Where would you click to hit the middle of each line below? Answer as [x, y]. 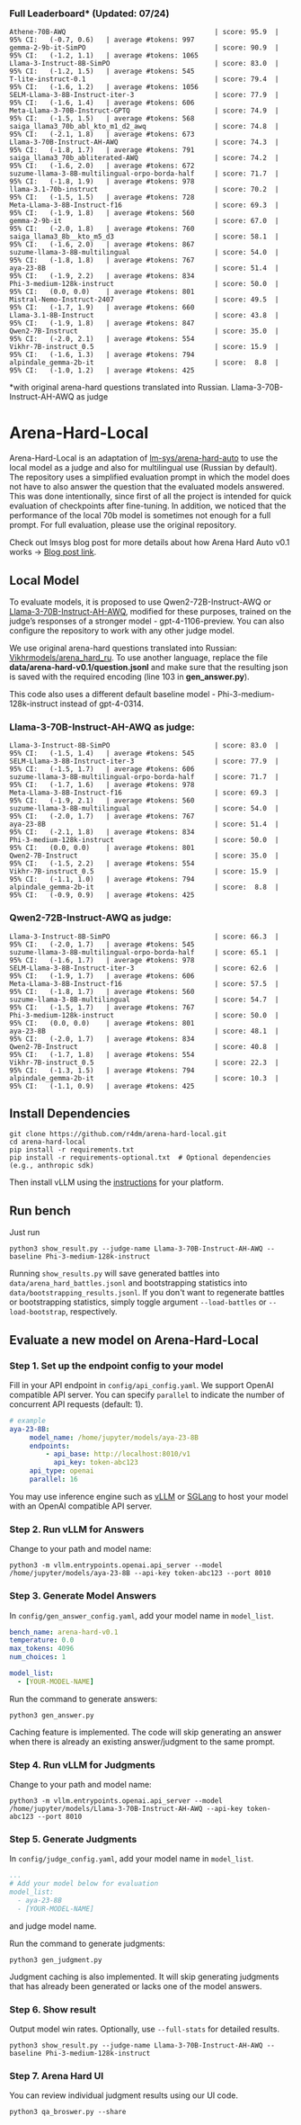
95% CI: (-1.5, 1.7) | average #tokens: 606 [102, 769]
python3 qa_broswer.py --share [68, 2112]
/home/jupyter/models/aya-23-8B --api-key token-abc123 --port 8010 [140, 1574]
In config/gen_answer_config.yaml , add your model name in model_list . [142, 1615]
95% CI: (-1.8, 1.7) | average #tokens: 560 [102, 991]
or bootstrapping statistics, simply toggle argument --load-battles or [138, 1302]
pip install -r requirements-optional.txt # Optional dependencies [140, 1158]
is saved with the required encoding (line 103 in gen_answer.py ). [129, 677]
